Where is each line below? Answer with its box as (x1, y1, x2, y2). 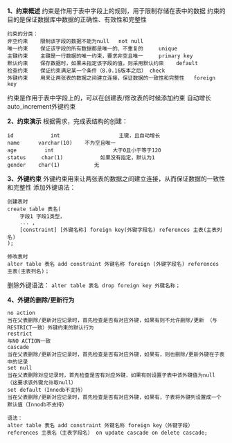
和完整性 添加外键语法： (7, 183, 76, 191)
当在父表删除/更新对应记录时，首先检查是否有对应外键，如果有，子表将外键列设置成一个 (7, 394, 222, 401)
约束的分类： (7, 30, 39, 37)
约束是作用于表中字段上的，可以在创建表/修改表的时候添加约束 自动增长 (7, 93, 211, 102)
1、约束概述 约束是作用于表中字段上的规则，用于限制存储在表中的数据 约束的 (7, 7, 226, 15)
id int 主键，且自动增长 (7, 132, 161, 139)
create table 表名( (7, 206, 62, 213)
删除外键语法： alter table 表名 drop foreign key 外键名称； (7, 281, 181, 289)
